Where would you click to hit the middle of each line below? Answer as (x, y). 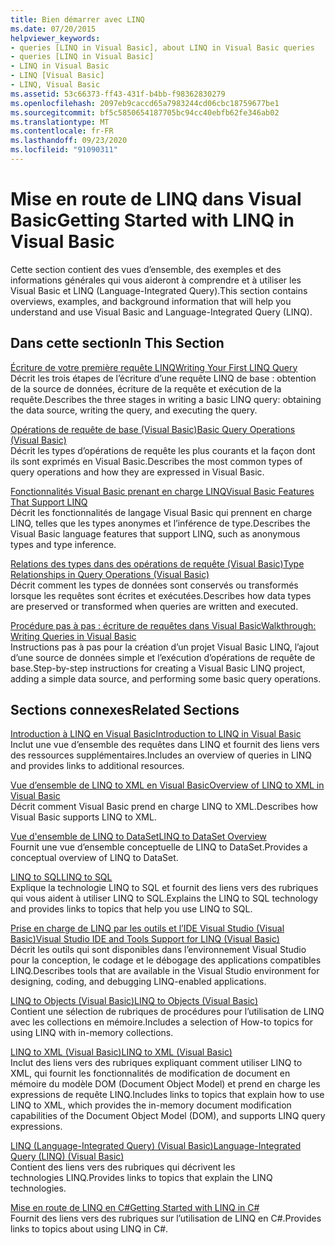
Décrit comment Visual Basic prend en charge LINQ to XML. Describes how (164, 807)
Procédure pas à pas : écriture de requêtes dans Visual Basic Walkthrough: (163, 625)
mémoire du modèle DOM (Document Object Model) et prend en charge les (165, 1084)
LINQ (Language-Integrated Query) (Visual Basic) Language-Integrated (156, 1146)
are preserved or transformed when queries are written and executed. (154, 606)
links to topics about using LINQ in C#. (89, 1229)
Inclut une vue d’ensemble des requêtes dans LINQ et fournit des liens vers (165, 745)
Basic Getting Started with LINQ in (152, 220)
